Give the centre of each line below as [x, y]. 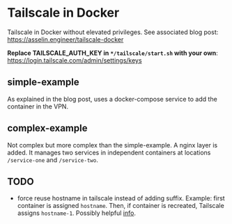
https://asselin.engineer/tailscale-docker [65, 39]
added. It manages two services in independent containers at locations [109, 152]
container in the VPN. [38, 106]
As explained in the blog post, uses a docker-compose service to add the [112, 99]
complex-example [47, 128]
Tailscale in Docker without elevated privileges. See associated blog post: [113, 32]
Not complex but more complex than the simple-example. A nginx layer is [113, 145]
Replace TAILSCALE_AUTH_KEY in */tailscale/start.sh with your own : [113, 53]
